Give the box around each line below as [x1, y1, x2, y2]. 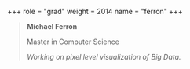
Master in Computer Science [26, 37, 119, 46]
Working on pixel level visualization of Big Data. [26, 53, 181, 61]
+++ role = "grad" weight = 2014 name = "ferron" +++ [7, 7, 183, 16]
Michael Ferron [26, 22, 78, 31]
